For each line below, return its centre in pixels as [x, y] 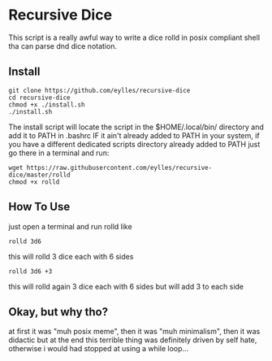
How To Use [39, 207]
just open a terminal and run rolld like [70, 226]
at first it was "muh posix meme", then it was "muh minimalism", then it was [134, 332]
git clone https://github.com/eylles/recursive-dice [99, 90]
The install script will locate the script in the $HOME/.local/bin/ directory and [136, 127]
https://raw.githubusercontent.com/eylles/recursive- [119, 167]
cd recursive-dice [39, 98]
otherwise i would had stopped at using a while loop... [99, 349]
